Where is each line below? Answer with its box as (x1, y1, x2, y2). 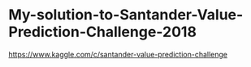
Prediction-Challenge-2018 (8, 23, 197, 41)
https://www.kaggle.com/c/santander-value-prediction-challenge (8, 49, 227, 59)
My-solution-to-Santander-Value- (8, 6, 244, 24)
